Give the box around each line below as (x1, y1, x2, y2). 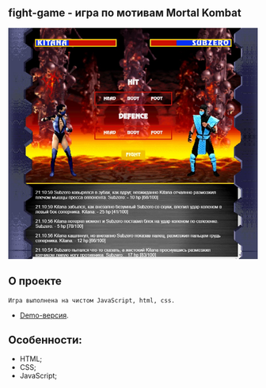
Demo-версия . (19, 310, 69, 320)
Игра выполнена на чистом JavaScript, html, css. (8, 296, 176, 304)
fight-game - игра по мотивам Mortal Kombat (8, 6, 241, 20)
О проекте (8, 275, 62, 288)
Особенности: (8, 333, 82, 347)
